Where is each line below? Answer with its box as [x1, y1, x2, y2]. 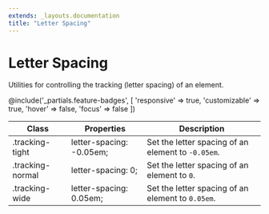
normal [12, 170, 39, 181]
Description [179, 123, 225, 135]
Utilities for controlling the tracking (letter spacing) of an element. [8, 80, 224, 90]
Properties [84, 123, 126, 135]
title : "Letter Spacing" [8, 19, 91, 27]
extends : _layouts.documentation [8, 11, 120, 20]
